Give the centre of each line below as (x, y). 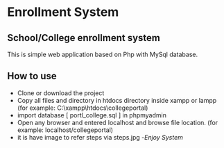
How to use (32, 76)
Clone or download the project (61, 93)
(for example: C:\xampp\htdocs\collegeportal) (83, 108)
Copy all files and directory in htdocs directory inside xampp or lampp (117, 100)
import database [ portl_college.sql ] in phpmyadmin (92, 115)
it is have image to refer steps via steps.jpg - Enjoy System (100, 137)
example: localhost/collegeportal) (65, 130)
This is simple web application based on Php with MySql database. (103, 54)
